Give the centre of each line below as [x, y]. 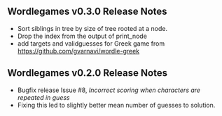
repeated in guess [43, 97]
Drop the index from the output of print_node [82, 36]
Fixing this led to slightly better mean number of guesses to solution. [116, 105]
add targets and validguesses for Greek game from [91, 43]
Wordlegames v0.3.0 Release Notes [87, 12]
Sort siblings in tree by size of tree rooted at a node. [92, 28]
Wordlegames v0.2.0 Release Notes [88, 73]
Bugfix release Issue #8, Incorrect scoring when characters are [109, 90]
